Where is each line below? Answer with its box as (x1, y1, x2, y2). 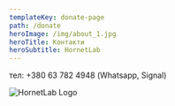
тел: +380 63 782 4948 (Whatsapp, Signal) (9, 70, 167, 80)
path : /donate (9, 21, 62, 30)
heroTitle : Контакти (9, 37, 86, 47)
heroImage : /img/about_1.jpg (9, 29, 117, 38)
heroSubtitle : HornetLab (9, 46, 101, 55)
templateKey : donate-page (9, 12, 104, 22)
